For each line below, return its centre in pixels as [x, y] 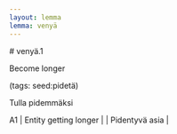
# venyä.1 [26, 51]
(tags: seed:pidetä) [44, 85]
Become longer [37, 68]
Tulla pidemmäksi [41, 102]
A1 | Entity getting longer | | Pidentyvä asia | [89, 120]
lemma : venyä [33, 26]
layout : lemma [36, 17]
